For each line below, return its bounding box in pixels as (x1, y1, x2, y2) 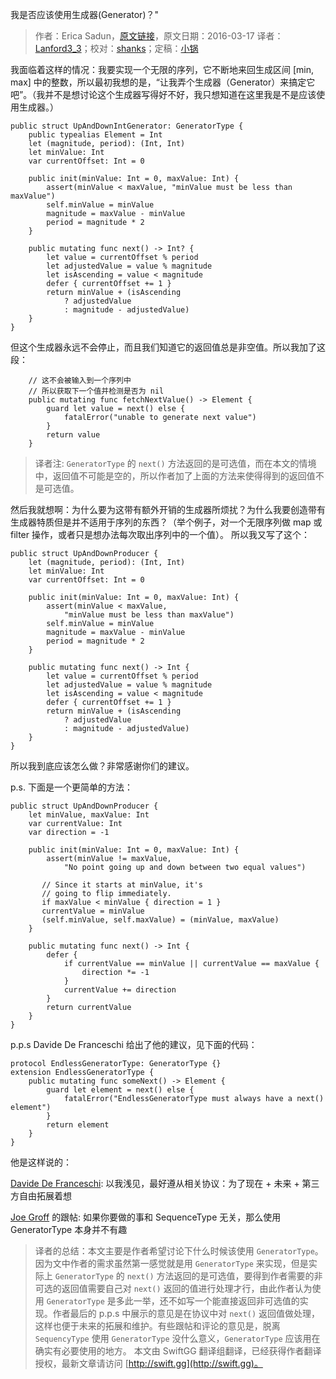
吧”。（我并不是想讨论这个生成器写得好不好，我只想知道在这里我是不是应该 (10, 89, 317, 100)
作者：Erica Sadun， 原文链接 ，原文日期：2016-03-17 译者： (34, 30, 284, 42)
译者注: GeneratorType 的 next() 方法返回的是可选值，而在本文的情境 (34, 458, 317, 469)
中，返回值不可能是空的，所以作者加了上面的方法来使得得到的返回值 (34, 470, 316, 482)
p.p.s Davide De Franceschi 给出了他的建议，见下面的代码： (10, 1039, 258, 1050)
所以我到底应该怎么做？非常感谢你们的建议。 (10, 760, 195, 772)
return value (46, 430, 101, 440)
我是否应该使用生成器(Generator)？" (10, 9, 160, 20)
